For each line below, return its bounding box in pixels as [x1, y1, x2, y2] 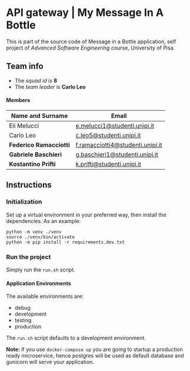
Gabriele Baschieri [9, 150, 62, 159]
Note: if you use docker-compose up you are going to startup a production [6, 346, 184, 353]
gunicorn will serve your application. [6, 359, 94, 366]
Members [6, 97, 31, 104]
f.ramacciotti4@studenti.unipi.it [75, 140, 163, 149]
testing [14, 317, 32, 324]
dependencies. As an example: [6, 217, 81, 224]
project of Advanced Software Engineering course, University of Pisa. [6, 44, 175, 51]
